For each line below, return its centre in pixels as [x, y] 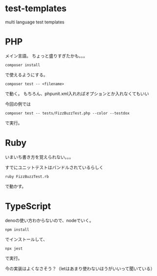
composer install [23, 65]
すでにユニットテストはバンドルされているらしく [54, 167]
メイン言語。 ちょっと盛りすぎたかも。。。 [46, 56]
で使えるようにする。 [26, 75]
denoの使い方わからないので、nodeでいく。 [49, 220]
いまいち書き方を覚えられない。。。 [39, 157]
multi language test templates [35, 22]
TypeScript [28, 206]
